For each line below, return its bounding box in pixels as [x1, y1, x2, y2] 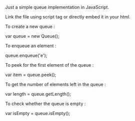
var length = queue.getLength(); [5, 91, 71, 97]
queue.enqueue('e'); [5, 52, 47, 58]
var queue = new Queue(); [5, 33, 60, 39]
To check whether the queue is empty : [5, 101, 86, 107]
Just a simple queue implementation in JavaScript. [5, 4, 109, 10]
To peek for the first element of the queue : [5, 62, 94, 68]
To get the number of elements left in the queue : [5, 82, 106, 87]
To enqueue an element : [5, 43, 56, 49]
